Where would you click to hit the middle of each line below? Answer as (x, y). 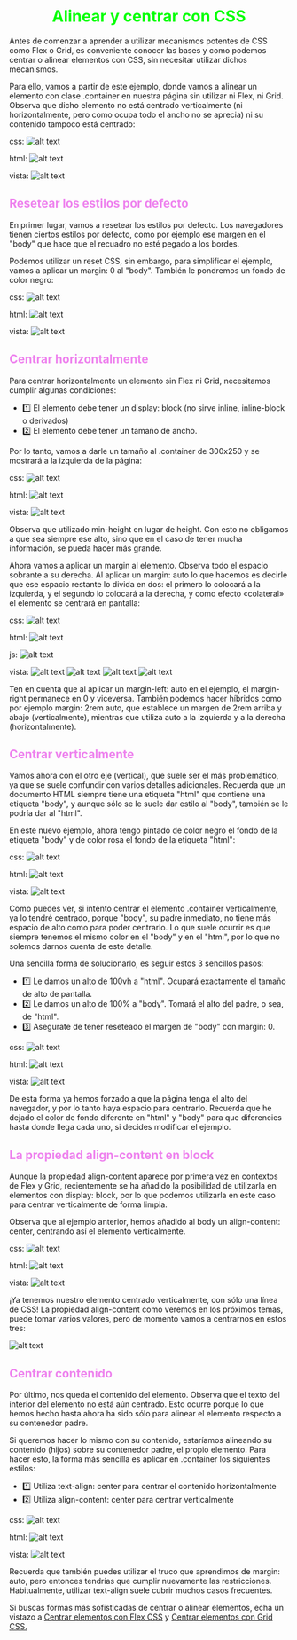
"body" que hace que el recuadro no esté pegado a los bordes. (125, 243)
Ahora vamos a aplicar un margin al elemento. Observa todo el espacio (139, 565)
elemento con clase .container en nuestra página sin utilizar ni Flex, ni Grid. (146, 96)
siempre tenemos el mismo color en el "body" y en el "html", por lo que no (145, 937)
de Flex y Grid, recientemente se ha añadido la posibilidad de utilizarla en (143, 1186)
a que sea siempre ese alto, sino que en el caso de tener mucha (126, 538)
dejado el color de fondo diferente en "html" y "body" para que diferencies (145, 1118)
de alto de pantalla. (57, 994)
